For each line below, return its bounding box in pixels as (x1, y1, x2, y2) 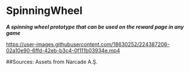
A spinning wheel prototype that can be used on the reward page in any (6, 23, 184, 30)
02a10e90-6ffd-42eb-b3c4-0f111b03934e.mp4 (6, 47, 120, 54)
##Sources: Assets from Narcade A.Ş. (6, 58, 98, 65)
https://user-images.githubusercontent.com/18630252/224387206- (6, 41, 170, 48)
